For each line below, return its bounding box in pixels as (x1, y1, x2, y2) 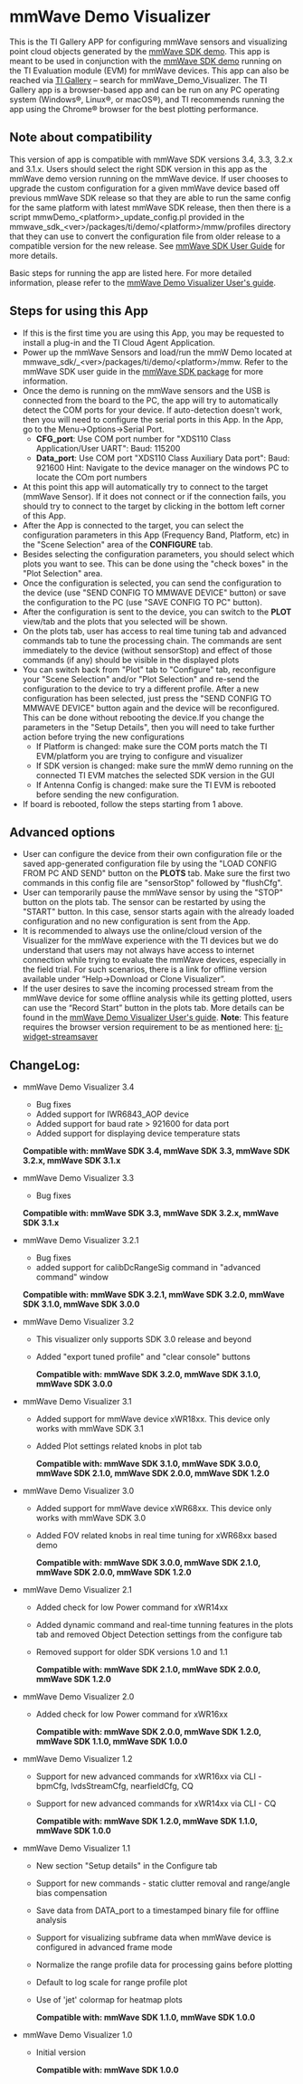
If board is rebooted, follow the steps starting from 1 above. (22, 798, 243, 809)
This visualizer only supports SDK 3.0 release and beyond (35, 1334, 251, 1345)
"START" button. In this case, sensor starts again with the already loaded (22, 907, 295, 918)
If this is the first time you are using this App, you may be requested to (22, 328, 285, 338)
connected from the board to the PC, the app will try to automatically (22, 395, 279, 405)
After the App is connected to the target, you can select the (22, 519, 244, 530)
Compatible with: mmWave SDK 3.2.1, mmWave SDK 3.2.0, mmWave (22, 1289, 285, 1300)
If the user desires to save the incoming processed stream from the (22, 984, 274, 994)
